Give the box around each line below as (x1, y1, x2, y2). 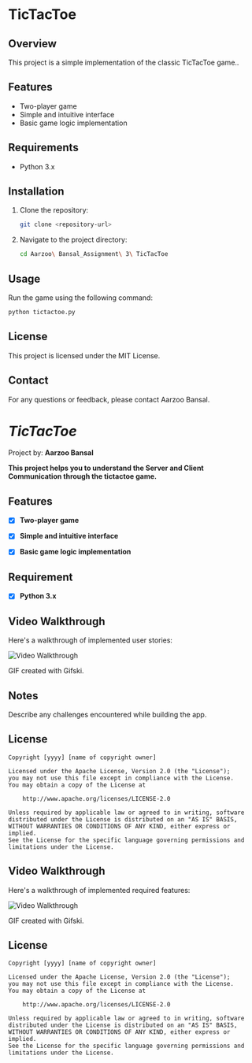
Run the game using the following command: (8, 293, 154, 302)
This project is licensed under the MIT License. (8, 350, 161, 360)
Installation (8, 185, 65, 198)
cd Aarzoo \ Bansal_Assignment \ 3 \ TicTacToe (19, 250, 169, 258)
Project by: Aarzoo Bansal (8, 448, 94, 457)
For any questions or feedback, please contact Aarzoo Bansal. (8, 394, 210, 404)
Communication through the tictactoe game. (8, 472, 157, 481)
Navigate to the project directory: (19, 235, 128, 245)
